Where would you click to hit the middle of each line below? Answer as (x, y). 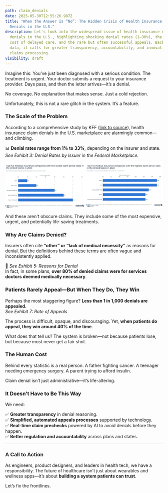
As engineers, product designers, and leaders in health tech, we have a (78, 465)
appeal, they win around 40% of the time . (49, 326)
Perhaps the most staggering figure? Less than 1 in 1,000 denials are (76, 301)
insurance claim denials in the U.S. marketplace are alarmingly (69, 133)
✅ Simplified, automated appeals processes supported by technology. (79, 420)
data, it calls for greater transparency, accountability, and (77, 48)
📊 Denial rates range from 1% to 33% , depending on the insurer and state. (83, 148)
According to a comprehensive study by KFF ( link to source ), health (75, 127)
